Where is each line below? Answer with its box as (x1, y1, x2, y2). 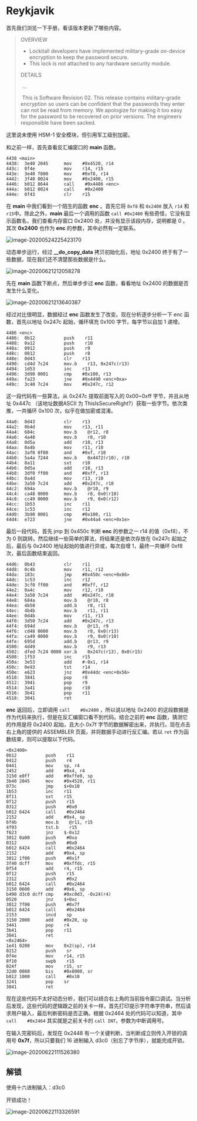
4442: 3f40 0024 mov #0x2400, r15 (6, 176, 114, 182)
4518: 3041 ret (6, 695, 72, 701)
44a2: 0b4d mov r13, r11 (6, 424, 104, 430)
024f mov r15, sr (6, 963, 83, 969)
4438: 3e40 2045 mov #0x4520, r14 (6, 160, 114, 166)
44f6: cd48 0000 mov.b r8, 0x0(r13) (6, 628, 119, 634)
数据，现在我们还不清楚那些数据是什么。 (11, 256, 109, 263)
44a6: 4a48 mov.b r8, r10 (6, 434, 107, 440)
